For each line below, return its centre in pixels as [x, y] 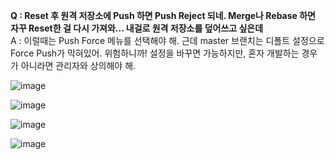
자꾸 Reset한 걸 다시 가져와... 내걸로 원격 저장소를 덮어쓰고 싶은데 [137, 28]
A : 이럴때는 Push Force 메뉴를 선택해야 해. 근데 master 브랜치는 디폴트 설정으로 [167, 40]
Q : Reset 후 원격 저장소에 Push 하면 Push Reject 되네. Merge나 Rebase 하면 [163, 15]
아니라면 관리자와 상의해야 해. [78, 65]
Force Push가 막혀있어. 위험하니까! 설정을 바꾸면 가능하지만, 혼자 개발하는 [155, 53]
